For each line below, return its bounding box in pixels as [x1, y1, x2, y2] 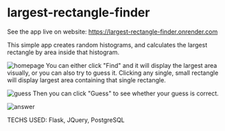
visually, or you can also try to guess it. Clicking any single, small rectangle [7, 69, 219, 77]
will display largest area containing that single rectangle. [7, 75, 166, 84]
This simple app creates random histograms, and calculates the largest [7, 40, 208, 49]
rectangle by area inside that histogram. [7, 48, 120, 56]
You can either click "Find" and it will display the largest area [45, 61, 217, 69]
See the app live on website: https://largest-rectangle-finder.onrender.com [7, 27, 218, 36]
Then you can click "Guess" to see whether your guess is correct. [32, 89, 220, 97]
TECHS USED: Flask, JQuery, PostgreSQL [7, 115, 125, 124]
